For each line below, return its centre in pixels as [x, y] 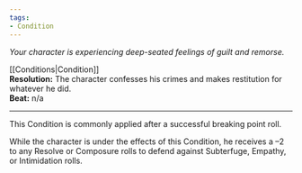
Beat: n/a [27, 98]
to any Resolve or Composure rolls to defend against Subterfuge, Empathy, [148, 150]
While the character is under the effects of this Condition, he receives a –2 [147, 141]
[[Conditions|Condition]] [54, 69]
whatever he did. [40, 88]
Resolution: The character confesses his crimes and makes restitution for [146, 78]
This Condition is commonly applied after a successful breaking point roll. [146, 123]
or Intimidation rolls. [46, 160]
